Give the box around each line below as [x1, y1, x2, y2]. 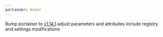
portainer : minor [5, 7, 42, 12]
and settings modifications [5, 26, 60, 32]
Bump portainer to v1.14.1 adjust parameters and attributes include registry [5, 21, 158, 27]
